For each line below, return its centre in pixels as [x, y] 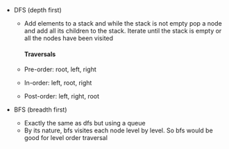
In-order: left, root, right [58, 83]
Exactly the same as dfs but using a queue [85, 123]
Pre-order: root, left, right [60, 69]
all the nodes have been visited [68, 38]
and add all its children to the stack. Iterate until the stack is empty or [123, 31]
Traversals [40, 54]
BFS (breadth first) [40, 109]
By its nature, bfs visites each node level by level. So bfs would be [118, 130]
